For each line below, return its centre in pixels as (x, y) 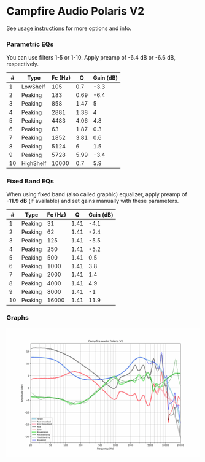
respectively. (22, 64)
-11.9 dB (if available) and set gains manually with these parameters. (93, 201)
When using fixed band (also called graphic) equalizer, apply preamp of (97, 194)
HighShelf (34, 163)
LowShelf (33, 87)
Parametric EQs (30, 44)
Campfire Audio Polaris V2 (75, 11)
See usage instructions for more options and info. (69, 28)
